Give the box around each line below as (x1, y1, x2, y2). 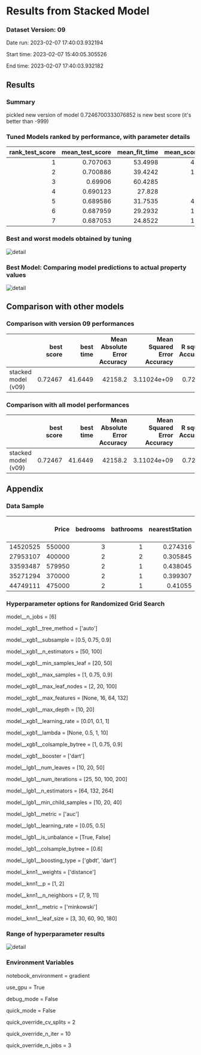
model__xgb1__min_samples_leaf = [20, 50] (6, 660, 112, 667)
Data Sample (6, 502, 44, 510)
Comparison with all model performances (6, 400, 130, 409)
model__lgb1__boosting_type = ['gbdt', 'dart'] (6, 857, 117, 864)
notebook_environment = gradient (6, 972, 90, 979)
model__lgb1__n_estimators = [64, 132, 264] (6, 787, 114, 794)
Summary (6, 98, 36, 106)
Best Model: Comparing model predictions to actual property (6, 263, 187, 271)
